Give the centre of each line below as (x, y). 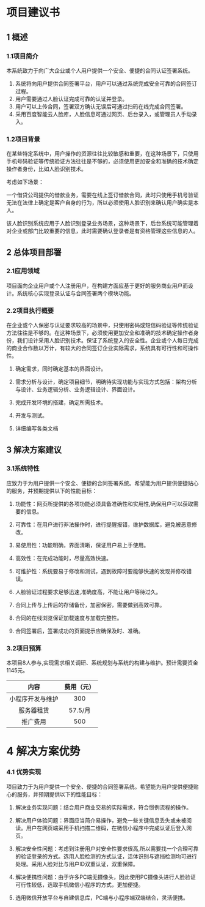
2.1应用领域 (23, 271)
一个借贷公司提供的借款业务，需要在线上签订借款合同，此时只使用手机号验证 (103, 195)
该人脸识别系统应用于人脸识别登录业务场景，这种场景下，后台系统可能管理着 (103, 224)
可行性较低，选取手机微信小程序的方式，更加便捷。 (79, 884)
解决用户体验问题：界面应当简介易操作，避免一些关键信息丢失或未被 (101, 820)
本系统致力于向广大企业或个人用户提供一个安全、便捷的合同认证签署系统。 (100, 70)
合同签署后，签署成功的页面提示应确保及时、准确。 (79, 631)
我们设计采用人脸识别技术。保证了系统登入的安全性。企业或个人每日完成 (108, 341)
